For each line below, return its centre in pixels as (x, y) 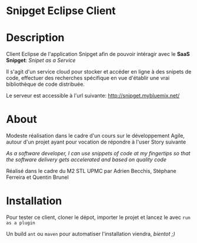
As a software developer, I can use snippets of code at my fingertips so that (98, 154)
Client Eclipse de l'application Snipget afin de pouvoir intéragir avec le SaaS (98, 54)
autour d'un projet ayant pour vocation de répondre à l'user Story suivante (96, 142)
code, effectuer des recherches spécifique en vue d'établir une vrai (88, 78)
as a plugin (21, 223)
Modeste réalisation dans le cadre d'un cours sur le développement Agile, (96, 136)
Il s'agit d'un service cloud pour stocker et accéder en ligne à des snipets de (99, 72)
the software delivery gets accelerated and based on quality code (86, 159)
